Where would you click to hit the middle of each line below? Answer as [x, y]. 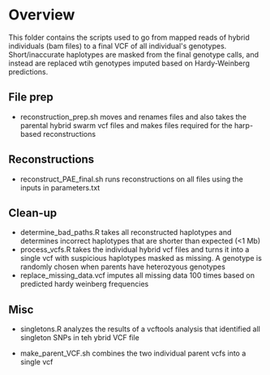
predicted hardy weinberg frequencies [84, 284]
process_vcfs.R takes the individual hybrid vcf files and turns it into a [135, 249]
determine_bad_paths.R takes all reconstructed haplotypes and [126, 232]
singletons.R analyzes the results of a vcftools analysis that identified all [140, 329]
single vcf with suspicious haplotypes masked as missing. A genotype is [141, 258]
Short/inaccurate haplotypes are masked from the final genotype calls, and [134, 54]
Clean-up [33, 213]
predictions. [28, 71]
